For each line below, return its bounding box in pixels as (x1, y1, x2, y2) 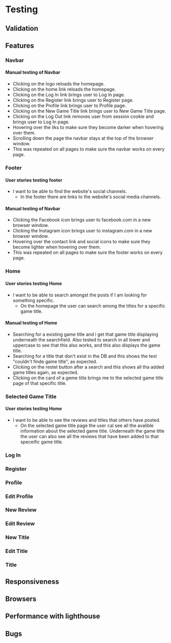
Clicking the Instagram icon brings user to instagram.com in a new (12, 228, 153, 234)
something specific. (12, 297, 55, 303)
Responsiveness (5, 577, 60, 586)
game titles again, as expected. (12, 369, 79, 375)
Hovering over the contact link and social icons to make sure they (12, 239, 151, 245)
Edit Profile (5, 492, 33, 500)
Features (5, 41, 34, 50)
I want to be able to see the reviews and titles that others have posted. (12, 417, 161, 423)
